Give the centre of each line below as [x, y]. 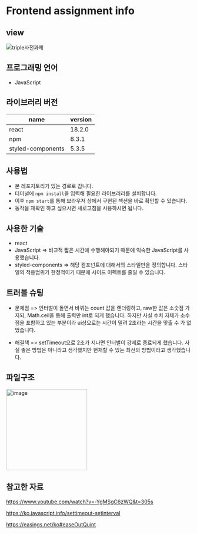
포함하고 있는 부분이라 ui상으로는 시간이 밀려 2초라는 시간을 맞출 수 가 [105, 323]
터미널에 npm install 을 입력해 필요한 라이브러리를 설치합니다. [86, 193]
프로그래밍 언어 [32, 68]
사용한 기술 [25, 228]
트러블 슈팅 [25, 293]
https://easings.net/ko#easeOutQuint [51, 524]
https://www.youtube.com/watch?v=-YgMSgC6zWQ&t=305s [80, 502]
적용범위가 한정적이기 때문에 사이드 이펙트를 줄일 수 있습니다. [96, 272]
